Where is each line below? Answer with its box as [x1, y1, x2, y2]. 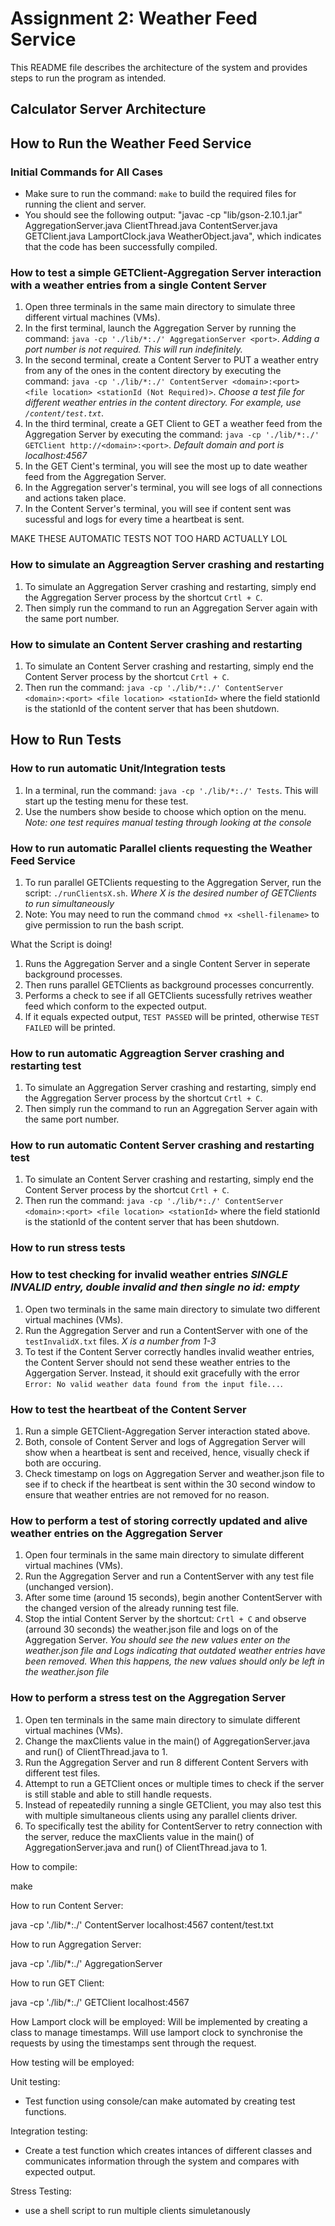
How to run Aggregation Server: [10, 1938, 142, 1950]
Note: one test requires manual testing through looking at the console [24, 816, 312, 828]
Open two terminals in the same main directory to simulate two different [24, 1303, 321, 1315]
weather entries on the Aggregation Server [10, 1526, 223, 1540]
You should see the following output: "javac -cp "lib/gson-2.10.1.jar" [24, 209, 303, 221]
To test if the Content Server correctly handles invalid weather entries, [24, 1345, 315, 1357]
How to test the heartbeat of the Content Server [10, 1402, 247, 1416]
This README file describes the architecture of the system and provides [10, 61, 308, 73]
